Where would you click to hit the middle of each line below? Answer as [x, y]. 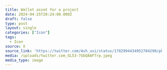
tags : [11, 37]
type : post [16, 23]
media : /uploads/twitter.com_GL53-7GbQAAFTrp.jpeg [59, 55]
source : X [15, 46]
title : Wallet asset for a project [42, 10]
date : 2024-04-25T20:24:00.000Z [39, 14]
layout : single [21, 28]
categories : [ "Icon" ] [28, 33]
